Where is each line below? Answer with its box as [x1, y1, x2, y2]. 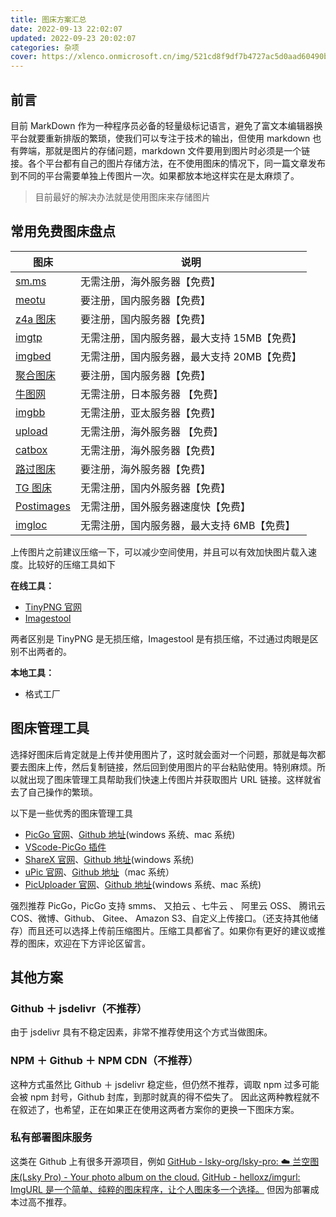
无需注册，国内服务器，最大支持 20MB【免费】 [79, 349, 302, 363]
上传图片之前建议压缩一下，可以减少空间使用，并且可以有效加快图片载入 [10, 546, 308, 558]
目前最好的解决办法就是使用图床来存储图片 [34, 191, 211, 203]
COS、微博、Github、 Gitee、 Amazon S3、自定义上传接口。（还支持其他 [10, 912, 310, 924]
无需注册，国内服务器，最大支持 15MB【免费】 [79, 331, 302, 345]
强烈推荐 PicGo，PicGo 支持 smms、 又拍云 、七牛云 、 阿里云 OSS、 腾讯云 [10, 899, 326, 911]
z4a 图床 [15, 312, 57, 326]
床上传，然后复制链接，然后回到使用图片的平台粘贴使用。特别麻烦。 [36, 761, 317, 773]
